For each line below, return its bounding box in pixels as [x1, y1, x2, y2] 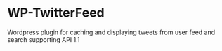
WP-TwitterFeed [7, 5, 105, 21]
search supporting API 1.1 [7, 35, 80, 43]
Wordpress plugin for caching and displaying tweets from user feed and [7, 28, 216, 36]
